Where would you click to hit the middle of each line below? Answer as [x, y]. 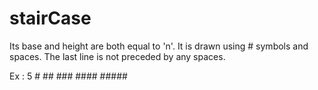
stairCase [50, 18]
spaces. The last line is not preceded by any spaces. [117, 56]
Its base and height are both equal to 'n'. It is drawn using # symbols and [159, 46]
